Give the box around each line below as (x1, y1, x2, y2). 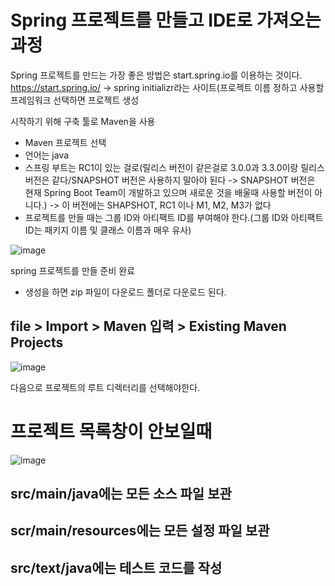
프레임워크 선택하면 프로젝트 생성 (10, 94, 140, 106)
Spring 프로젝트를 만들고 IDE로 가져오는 (10, 9, 322, 32)
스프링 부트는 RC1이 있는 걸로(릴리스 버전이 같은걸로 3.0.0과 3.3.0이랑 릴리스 (24, 161, 325, 173)
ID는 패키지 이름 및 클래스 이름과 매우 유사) (24, 224, 192, 236)
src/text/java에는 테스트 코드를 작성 (10, 559, 223, 576)
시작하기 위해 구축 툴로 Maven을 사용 (10, 115, 156, 127)
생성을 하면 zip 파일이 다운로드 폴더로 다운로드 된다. (24, 286, 227, 298)
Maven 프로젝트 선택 (24, 136, 107, 148)
